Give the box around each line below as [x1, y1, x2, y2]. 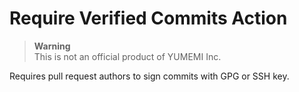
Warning [33, 40, 71, 52]
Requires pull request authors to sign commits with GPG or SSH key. [9, 70, 290, 82]
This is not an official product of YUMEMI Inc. [33, 50, 222, 62]
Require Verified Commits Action [9, 7, 288, 30]
